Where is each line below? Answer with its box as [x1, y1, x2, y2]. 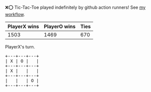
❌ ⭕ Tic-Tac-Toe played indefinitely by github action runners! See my [5, 4, 146, 10]
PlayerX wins [7, 23, 39, 30]
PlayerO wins [44, 23, 76, 30]
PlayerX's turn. [5, 44, 35, 49]
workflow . [5, 12, 25, 17]
